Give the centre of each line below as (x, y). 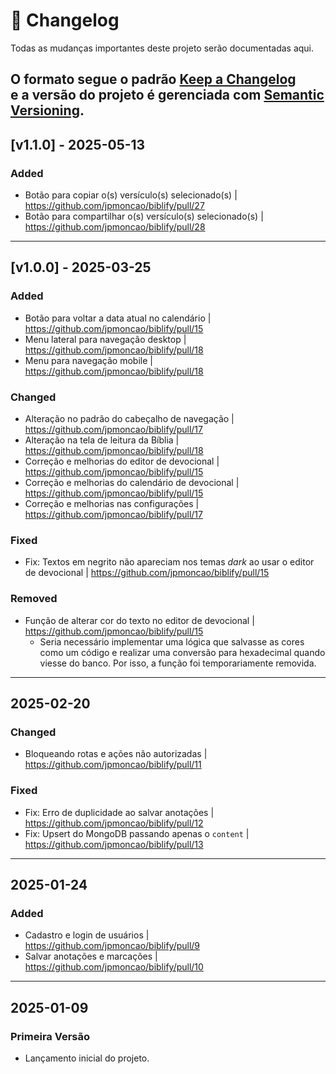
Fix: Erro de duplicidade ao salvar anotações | (119, 812)
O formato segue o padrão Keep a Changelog (153, 79)
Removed (34, 599)
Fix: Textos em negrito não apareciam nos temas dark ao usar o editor (169, 562)
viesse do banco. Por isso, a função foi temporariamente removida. (178, 663)
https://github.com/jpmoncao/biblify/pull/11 (113, 765)
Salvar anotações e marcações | (91, 956)
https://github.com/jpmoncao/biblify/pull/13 (114, 844)
